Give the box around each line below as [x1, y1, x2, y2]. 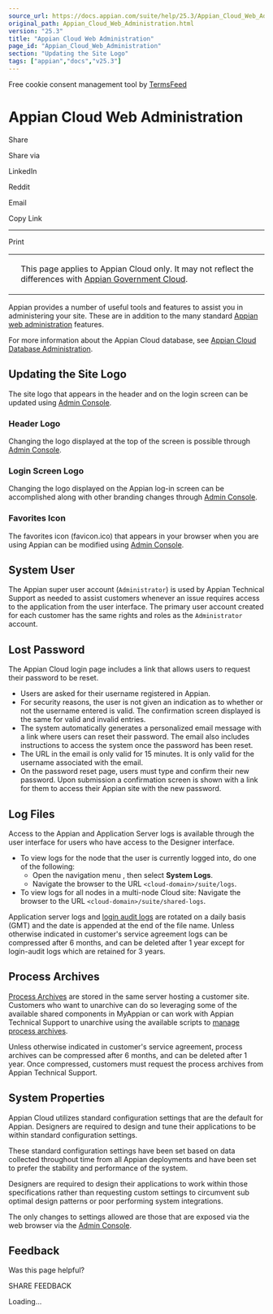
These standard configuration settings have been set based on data [8, 1146, 236, 1156]
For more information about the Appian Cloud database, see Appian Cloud [8, 335, 257, 345]
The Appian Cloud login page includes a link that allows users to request [8, 664, 250, 674]
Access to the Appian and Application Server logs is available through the [8, 828, 254, 838]
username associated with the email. [19, 758, 144, 767]
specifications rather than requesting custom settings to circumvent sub [8, 1187, 250, 1197]
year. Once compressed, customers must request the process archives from [8, 1059, 264, 1069]
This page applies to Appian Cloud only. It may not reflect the [20, 263, 254, 274]
